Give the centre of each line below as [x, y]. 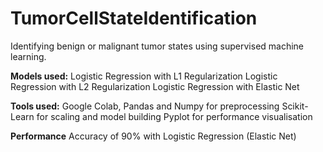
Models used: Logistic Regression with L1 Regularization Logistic [144, 76]
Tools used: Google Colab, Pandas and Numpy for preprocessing [145, 106]
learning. [28, 56]
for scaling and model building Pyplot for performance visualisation [174, 116]
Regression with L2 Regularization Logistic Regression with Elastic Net [155, 86]
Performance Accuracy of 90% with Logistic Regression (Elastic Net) [153, 136]
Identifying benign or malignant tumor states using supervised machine [157, 46]
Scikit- [295, 106]
